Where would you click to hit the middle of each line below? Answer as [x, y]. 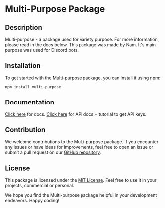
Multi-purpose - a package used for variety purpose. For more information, [82, 39]
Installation [23, 66]
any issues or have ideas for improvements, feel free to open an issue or [79, 147]
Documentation [30, 102]
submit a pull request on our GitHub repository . [53, 152]
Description [24, 28]
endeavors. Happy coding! [32, 201]
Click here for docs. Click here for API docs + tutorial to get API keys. [76, 114]
